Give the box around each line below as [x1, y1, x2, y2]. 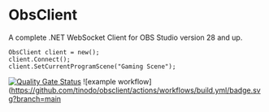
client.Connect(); [8, 55, 71, 63]
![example [82, 76, 116, 86]
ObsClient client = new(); [8, 48, 100, 56]
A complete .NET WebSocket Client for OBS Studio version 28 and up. [8, 32, 243, 42]
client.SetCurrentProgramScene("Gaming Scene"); [8, 62, 176, 71]
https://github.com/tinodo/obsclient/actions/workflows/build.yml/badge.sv [11, 85, 262, 95]
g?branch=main [8, 93, 62, 103]
